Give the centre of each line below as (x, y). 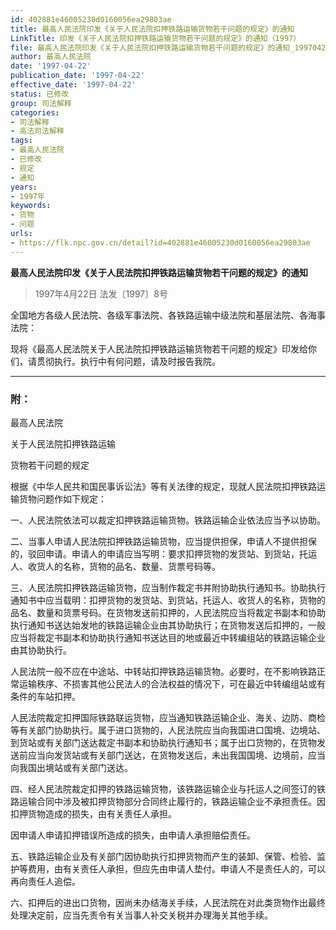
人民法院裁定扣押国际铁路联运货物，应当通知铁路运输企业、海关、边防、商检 (168, 717)
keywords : (31, 206)
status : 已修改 (39, 94)
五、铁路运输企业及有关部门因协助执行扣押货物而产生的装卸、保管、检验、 (163, 856)
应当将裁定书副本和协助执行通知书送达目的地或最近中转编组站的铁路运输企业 (168, 637)
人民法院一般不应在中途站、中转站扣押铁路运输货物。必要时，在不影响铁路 (163, 671)
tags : (21, 141)
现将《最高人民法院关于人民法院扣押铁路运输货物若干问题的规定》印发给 (159, 348)
